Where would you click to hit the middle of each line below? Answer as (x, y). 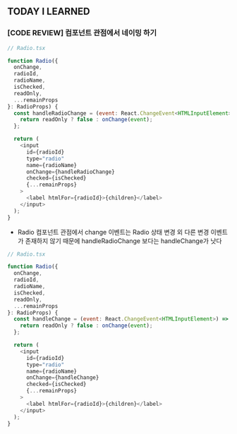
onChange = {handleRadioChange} (70, 172)
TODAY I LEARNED (49, 12)
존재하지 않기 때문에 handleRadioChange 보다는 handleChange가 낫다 (123, 241)
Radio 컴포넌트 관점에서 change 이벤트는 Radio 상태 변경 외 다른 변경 (113, 232)
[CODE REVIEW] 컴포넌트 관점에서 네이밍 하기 (82, 33)
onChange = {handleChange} (62, 378)
